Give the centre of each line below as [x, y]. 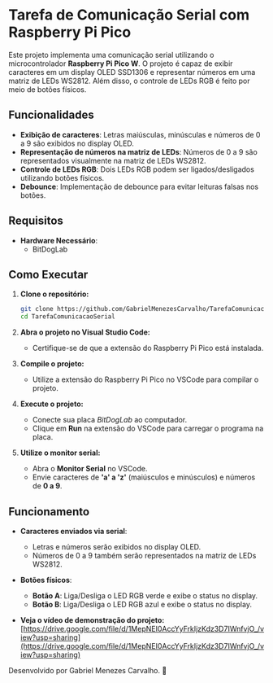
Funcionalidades [52, 115]
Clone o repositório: [54, 294]
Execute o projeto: [52, 404]
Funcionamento [49, 512]
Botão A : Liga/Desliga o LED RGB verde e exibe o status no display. [145, 595]
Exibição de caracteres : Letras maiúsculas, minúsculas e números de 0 [140, 134]
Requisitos [36, 221]
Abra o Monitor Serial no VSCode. [90, 469]
